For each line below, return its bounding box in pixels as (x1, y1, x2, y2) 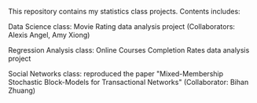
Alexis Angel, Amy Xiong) (8, 31, 90, 39)
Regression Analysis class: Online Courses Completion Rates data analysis (8, 46, 250, 54)
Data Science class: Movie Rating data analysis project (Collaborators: (8, 22, 236, 31)
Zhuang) (8, 86, 36, 95)
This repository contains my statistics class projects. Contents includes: (8, 7, 241, 16)
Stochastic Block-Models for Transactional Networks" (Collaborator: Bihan (8, 78, 249, 86)
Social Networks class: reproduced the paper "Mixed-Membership (8, 69, 224, 78)
